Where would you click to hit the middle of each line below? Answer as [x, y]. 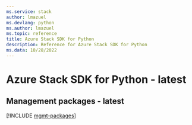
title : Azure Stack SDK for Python [50, 39]
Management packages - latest [65, 101]
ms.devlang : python [30, 23]
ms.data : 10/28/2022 [32, 50]
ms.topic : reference [32, 34]
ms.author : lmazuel [30, 28]
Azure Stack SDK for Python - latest [96, 79]
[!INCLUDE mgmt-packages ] [41, 116]
